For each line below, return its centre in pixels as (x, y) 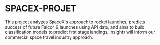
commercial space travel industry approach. (49, 37)
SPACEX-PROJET (41, 8)
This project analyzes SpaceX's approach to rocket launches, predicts (75, 22)
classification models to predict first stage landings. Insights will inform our (80, 32)
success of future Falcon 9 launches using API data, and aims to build (75, 27)
